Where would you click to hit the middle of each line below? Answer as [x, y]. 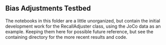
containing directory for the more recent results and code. [66, 37]
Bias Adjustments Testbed [48, 8]
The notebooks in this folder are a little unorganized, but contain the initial [83, 20]
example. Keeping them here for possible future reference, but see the [79, 31]
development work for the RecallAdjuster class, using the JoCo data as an [83, 26]
